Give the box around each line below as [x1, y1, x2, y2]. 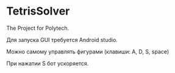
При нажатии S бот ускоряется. [6, 60, 89, 67]
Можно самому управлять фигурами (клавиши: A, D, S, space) [6, 47, 170, 55]
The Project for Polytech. [6, 24, 69, 32]
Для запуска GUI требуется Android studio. [6, 36, 118, 43]
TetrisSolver [6, 4, 70, 18]
